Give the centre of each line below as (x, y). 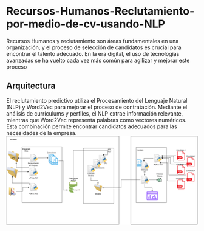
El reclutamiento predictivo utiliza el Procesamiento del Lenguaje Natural (97, 100)
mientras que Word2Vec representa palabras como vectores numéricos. (97, 120)
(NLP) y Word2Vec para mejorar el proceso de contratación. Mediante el (97, 107)
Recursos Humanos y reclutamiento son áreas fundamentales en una (93, 41)
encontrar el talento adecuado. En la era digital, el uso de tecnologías (93, 53)
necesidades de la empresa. (42, 133)
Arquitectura (31, 86)
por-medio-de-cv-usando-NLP (86, 24)
